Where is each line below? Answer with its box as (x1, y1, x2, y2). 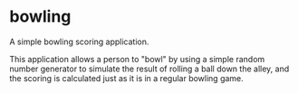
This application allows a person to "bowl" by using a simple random (9, 53, 265, 64)
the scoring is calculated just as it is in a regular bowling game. (9, 72, 245, 83)
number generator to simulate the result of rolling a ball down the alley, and (9, 63, 290, 74)
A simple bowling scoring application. (9, 36, 149, 47)
